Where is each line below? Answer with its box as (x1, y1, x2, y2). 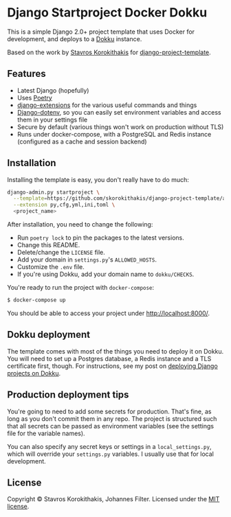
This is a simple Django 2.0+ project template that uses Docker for (7, 27, 195, 36)
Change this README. (16, 241, 80, 249)
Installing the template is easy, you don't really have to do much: (7, 175, 189, 183)
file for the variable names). (7, 429, 85, 437)
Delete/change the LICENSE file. (16, 249, 105, 257)
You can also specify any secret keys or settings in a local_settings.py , (7, 442, 212, 450)
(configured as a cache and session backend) (16, 137, 147, 146)
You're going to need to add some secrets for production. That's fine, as (7, 407, 212, 415)
